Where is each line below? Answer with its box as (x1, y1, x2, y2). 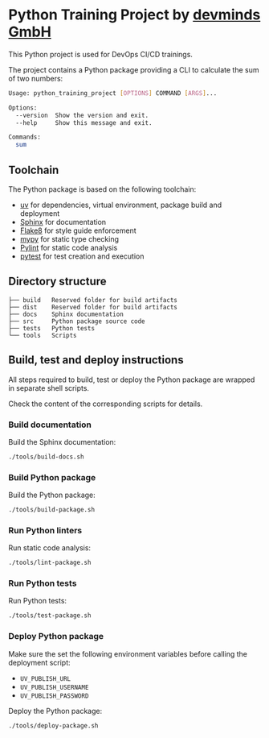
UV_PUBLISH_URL (19, 674, 71, 682)
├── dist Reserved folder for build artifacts (8, 303, 178, 311)
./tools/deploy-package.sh (8, 721, 99, 730)
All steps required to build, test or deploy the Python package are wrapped (8, 375, 255, 384)
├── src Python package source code (8, 317, 146, 325)
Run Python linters (8, 524, 83, 536)
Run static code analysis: (8, 543, 91, 553)
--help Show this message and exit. (15, 118, 153, 126)
